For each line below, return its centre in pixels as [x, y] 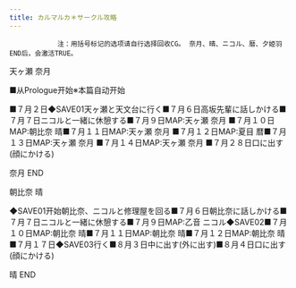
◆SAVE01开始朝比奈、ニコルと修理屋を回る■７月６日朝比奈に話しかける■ [148, 210]
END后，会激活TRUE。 [43, 53]
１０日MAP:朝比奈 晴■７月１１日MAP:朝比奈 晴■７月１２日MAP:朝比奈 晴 [148, 233]
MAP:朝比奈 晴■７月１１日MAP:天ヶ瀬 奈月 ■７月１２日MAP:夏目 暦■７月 [148, 131]
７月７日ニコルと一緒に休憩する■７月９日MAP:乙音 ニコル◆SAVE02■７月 [148, 222]
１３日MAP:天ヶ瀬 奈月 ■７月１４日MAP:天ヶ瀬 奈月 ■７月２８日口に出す [146, 142]
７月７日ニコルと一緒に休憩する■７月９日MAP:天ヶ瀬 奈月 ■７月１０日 [142, 120]
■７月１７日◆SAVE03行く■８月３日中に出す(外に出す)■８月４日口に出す [148, 244]
